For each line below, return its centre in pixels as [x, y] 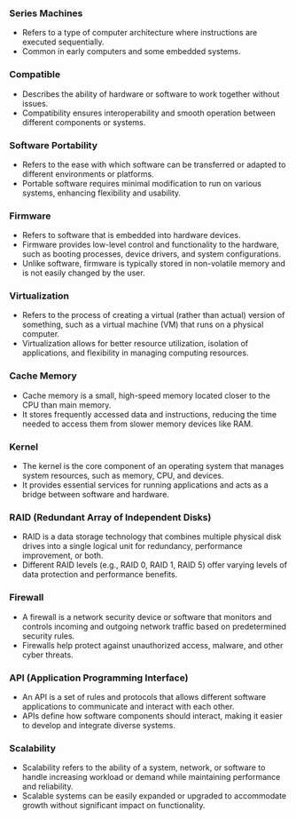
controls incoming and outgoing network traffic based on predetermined [154, 626]
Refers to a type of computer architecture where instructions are [140, 33]
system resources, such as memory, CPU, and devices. [123, 476]
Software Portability [54, 145]
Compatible [35, 75]
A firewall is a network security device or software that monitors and [147, 616]
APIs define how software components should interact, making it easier [152, 716]
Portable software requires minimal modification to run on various [142, 183]
